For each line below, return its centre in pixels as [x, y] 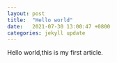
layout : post [26, 13]
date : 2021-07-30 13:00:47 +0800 [59, 26]
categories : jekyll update [46, 33]
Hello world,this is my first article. [55, 53]
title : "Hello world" [40, 20]
